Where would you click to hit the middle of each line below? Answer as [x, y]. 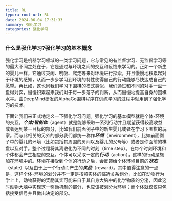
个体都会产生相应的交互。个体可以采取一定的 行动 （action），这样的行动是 [82, 155]
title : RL [16, 10]
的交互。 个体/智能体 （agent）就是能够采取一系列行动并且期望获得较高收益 [84, 123]
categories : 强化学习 [27, 29]
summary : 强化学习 [24, 24]
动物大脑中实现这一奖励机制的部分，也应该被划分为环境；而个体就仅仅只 [86, 187]
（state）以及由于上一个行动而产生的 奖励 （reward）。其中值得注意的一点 [82, 168]
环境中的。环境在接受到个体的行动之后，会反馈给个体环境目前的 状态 [86, 161]
